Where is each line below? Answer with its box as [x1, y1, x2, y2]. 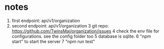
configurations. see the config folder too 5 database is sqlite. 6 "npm [11, 33, 151, 39]
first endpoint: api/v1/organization [11, 18, 80, 24]
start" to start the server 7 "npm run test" [11, 38, 95, 44]
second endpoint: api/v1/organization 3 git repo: [11, 23, 109, 28]
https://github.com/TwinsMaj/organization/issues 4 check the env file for [11, 28, 160, 34]
